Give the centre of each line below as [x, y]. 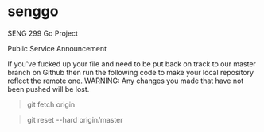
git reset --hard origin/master [75, 119]
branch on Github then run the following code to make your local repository [131, 72]
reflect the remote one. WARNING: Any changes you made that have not [126, 81]
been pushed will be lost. [49, 89]
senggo [33, 11]
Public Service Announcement [57, 48]
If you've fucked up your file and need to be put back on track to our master [132, 64]
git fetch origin [51, 104]
